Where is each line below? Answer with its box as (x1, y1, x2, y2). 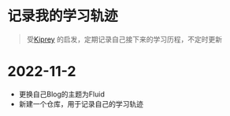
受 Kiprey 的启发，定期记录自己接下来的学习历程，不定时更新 (26, 34, 223, 44)
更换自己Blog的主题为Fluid (18, 89, 106, 99)
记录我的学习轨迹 (7, 7, 119, 25)
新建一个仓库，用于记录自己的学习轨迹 (18, 99, 143, 108)
